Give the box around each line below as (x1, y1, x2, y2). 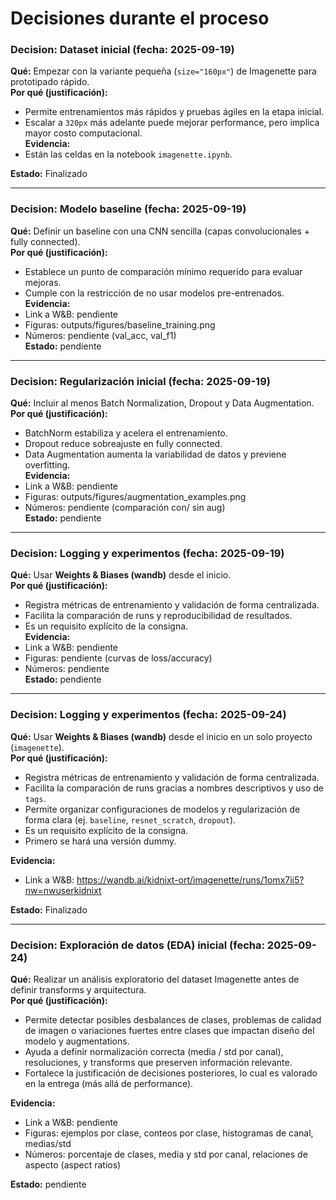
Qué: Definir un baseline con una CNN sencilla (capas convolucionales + (10, 225, 311, 237)
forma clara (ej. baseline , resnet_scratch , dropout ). (24, 813, 237, 826)
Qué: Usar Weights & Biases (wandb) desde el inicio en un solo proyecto (10, 730, 313, 742)
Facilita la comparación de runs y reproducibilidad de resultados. (24, 610, 293, 622)
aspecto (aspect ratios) (24, 1158, 122, 1171)
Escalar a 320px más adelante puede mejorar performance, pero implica (24, 117, 320, 129)
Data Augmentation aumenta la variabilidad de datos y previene (24, 448, 287, 461)
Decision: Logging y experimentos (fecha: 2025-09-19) (10, 547, 285, 560)
